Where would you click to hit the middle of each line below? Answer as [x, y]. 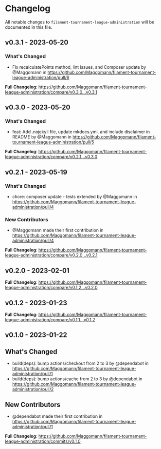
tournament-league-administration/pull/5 [53, 142]
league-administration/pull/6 [41, 77]
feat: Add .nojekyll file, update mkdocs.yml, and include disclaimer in [81, 132]
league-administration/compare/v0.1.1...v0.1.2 [50, 319]
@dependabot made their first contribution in [57, 416]
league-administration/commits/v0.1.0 [43, 441]
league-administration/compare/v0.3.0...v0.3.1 [51, 92]
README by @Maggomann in [42, 137]
